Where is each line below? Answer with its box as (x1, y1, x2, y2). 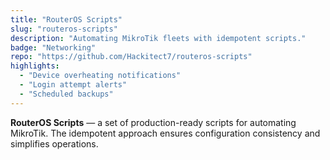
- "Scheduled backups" (19, 89, 114, 99)
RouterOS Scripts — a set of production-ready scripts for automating (10, 116, 297, 128)
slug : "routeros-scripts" (10, 24, 118, 34)
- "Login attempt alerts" (19, 80, 128, 90)
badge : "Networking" (10, 42, 97, 53)
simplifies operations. (10, 137, 99, 150)
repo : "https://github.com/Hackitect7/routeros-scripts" (10, 52, 253, 62)
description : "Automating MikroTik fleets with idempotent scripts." (10, 33, 307, 43)
